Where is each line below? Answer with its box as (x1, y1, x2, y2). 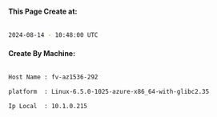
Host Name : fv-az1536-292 (8, 73, 98, 82)
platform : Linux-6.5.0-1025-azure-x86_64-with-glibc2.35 (8, 88, 210, 96)
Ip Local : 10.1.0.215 (8, 103, 88, 111)
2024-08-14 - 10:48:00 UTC (8, 31, 98, 39)
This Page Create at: (8, 6, 78, 16)
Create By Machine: (8, 48, 76, 58)
